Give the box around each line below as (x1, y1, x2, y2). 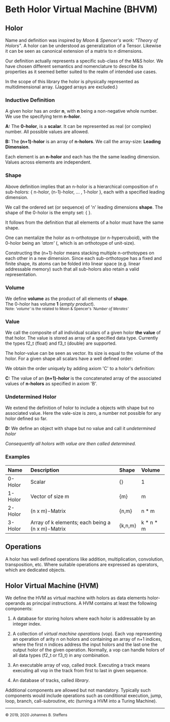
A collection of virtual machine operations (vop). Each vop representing (12, 631, 162, 637)
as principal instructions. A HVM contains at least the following (26, 600, 157, 606)
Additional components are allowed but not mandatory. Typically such (5, 687, 151, 694)
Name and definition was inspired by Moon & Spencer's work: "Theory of (5, 37, 158, 43)
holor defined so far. (5, 415, 48, 422)
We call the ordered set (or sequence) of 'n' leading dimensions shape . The (5, 204, 163, 210)
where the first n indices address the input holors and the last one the (12, 641, 158, 648)
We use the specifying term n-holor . (5, 113, 81, 120)
